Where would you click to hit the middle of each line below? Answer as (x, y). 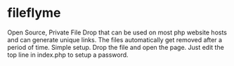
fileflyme (34, 13)
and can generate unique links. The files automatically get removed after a (115, 39)
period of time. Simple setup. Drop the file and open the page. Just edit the (116, 47)
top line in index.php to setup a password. (68, 55)
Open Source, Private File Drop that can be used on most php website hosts (117, 32)
